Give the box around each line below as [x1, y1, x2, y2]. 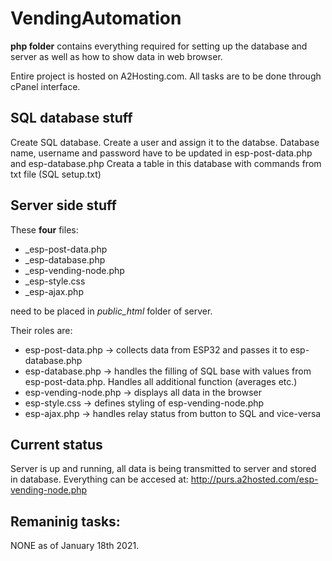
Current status [10, 436, 103, 453]
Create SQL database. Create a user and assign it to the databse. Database [10, 136, 320, 148]
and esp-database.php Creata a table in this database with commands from [10, 157, 322, 169]
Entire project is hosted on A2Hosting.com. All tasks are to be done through [10, 70, 322, 82]
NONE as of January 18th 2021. [10, 540, 140, 552]
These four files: [10, 223, 79, 236]
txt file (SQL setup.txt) [10, 168, 102, 180]
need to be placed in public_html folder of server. [10, 305, 213, 317]
